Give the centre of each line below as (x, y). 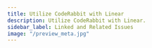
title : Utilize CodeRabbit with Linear (66, 14)
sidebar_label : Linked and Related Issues (70, 27)
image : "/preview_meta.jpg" (49, 34)
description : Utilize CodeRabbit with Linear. (77, 20)
